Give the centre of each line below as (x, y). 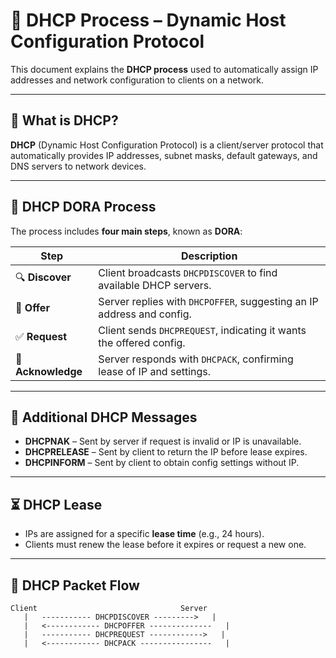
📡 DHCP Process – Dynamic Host (148, 20)
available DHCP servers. (155, 285)
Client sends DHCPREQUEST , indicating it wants (202, 330)
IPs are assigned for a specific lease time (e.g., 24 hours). (144, 534)
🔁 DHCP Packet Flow (75, 585)
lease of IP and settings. (155, 371)
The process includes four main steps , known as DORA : (126, 231)
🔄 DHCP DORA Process (83, 207)
